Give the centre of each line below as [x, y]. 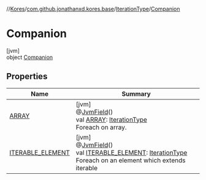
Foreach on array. [101, 127]
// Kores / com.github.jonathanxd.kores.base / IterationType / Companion [93, 9]
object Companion [30, 57]
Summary [136, 93]
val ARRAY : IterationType [111, 119]
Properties [27, 76]
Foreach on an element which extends [131, 160]
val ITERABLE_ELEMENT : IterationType [132, 152]
